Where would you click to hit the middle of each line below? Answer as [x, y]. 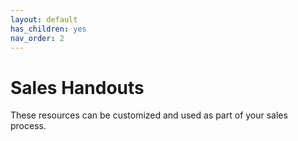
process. [28, 126]
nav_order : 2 [37, 38]
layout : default [44, 19]
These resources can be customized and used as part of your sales [149, 115]
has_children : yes [48, 29]
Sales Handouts [77, 87]
